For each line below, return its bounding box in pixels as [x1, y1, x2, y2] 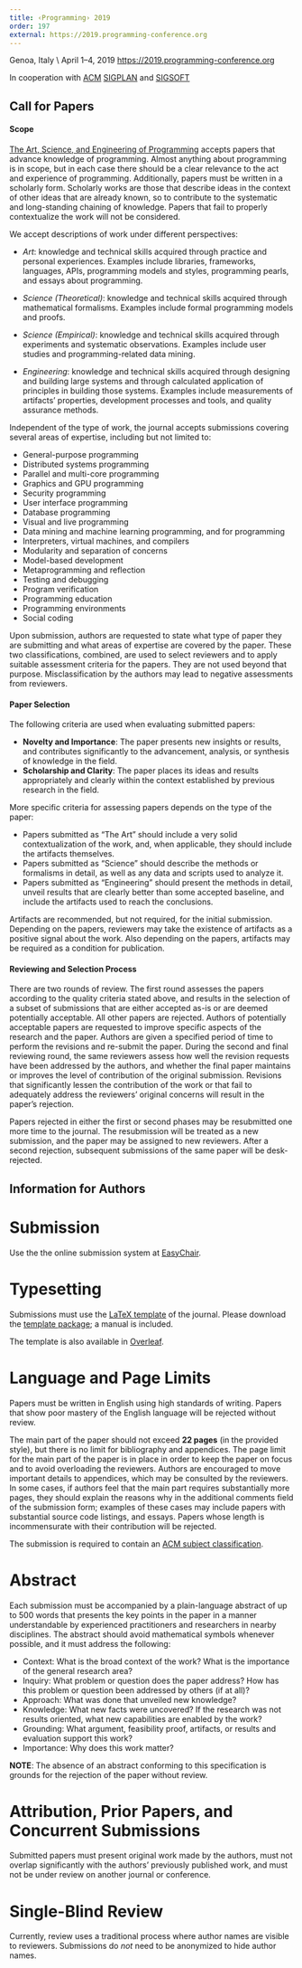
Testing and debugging [22, 573, 109, 584]
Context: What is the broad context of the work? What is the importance [22, 1656, 290, 1667]
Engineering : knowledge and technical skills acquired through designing [22, 365, 290, 376]
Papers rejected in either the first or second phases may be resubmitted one [9, 1116, 293, 1127]
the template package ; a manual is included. [9, 1318, 174, 1329]
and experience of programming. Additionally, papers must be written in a [9, 173, 284, 184]
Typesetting [9, 1279, 102, 1299]
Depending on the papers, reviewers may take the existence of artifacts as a [9, 923, 293, 934]
